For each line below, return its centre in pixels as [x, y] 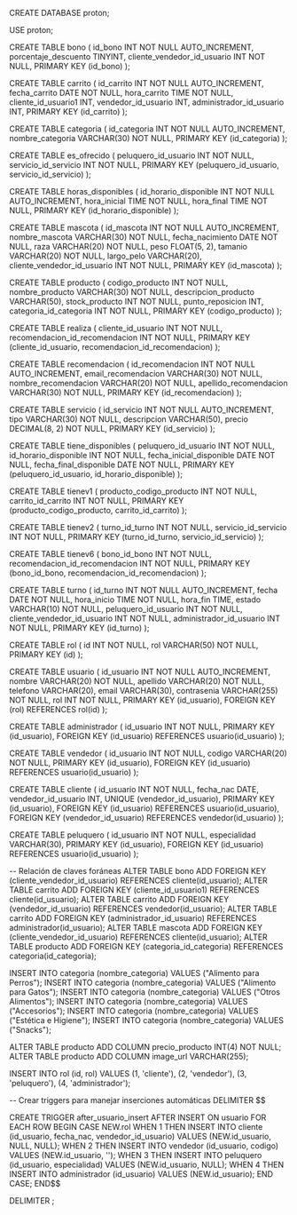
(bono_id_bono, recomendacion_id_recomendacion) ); [108, 573]
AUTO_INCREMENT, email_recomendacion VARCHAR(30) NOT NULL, [136, 373]
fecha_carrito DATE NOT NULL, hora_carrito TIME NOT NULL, [121, 93]
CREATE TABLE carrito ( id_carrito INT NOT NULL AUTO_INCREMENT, [137, 83]
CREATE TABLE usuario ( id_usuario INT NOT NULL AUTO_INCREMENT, [140, 671]
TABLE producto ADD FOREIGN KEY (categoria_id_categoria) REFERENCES [146, 946]
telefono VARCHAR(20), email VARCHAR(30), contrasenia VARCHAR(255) [144, 691]
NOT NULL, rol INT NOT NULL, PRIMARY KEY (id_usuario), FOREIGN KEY [143, 700]
